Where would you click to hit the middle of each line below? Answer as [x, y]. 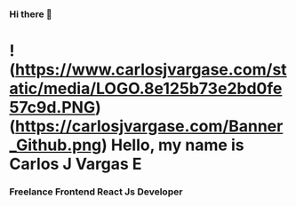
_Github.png [56, 145]
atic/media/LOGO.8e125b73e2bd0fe [146, 89]
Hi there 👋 [31, 14]
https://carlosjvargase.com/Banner [149, 127]
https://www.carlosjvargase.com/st [151, 70]
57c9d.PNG [52, 108]
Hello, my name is [177, 145]
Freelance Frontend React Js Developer [96, 192]
